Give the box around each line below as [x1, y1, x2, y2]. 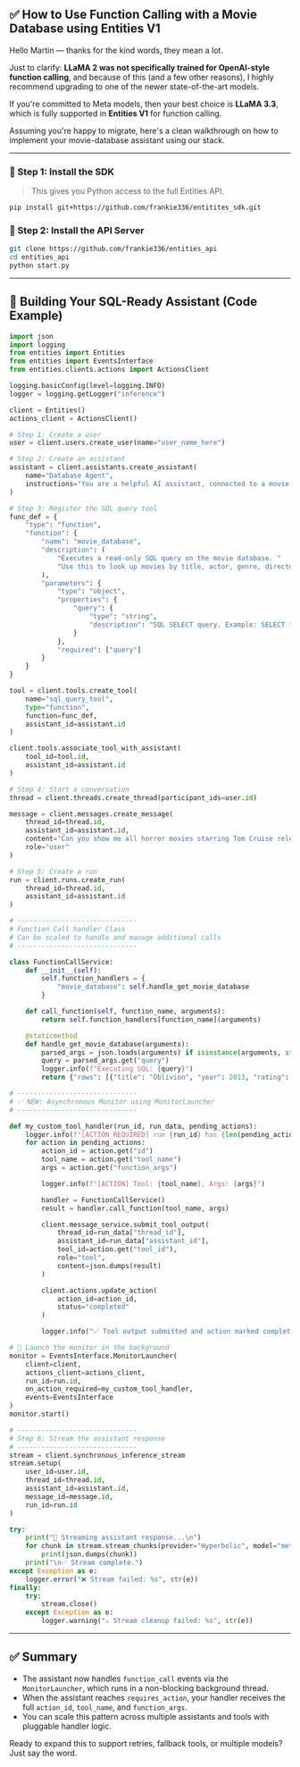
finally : [9, 1583, 42, 1592]
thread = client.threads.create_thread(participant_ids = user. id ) [9, 793, 257, 803]
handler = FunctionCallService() [41, 1195, 166, 1205]
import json [9, 332, 54, 341]
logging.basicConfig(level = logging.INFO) [9, 382, 166, 391]
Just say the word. [9, 1747, 78, 1758]
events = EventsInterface [25, 1393, 114, 1402]
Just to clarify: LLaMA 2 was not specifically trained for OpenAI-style [9, 62, 271, 72]
